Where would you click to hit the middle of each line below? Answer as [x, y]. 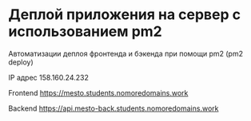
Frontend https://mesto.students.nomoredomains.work [98, 92]
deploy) [21, 62]
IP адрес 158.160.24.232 [49, 77]
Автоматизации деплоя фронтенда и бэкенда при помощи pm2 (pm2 [126, 53]
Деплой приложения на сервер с [125, 15]
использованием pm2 [85, 31]
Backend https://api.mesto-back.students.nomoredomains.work [114, 108]
